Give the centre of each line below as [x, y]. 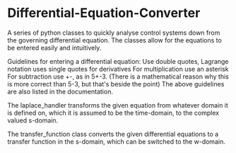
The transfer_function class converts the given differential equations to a [113, 134]
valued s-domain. [33, 120]
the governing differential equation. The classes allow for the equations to [115, 40]
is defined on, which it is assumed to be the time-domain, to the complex [113, 113]
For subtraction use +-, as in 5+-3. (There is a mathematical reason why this [118, 76]
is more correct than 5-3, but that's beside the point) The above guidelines [116, 84]
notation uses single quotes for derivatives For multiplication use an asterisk [118, 69]
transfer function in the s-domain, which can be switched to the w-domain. [117, 141]
